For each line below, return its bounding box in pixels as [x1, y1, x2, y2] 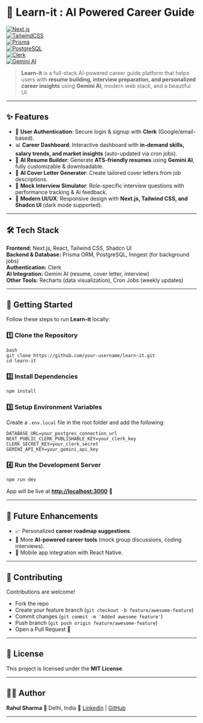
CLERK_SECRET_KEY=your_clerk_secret [6, 441, 98, 447]
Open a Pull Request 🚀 [14, 626, 71, 633]
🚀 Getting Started [6, 299, 73, 310]
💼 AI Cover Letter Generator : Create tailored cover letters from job [14, 169, 181, 176]
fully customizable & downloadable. [14, 163, 104, 170]
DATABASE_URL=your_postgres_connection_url [6, 431, 118, 437]
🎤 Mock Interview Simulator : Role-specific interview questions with [14, 182, 184, 189]
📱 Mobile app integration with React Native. [14, 549, 123, 556]
